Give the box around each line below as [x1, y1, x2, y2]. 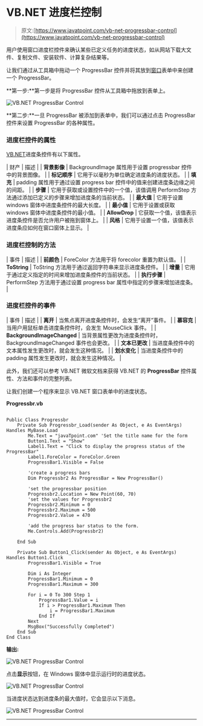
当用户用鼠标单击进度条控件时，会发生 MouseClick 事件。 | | [6, 324, 156, 331]
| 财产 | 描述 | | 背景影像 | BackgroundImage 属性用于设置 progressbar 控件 [6, 164, 192, 171]
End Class [6, 634, 31, 640]
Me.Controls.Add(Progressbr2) [28, 528, 104, 534]
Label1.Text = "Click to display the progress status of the [28, 443, 185, 449]
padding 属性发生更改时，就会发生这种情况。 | [6, 354, 122, 361]
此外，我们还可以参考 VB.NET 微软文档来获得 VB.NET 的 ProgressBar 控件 [6, 367, 192, 375]
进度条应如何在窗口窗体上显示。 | [6, 224, 89, 231]
